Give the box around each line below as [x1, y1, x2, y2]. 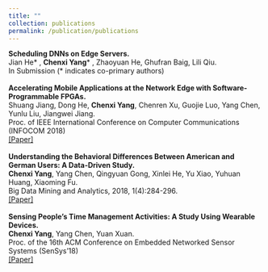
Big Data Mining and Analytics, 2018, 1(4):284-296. [8, 186, 178, 196]
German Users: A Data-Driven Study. [8, 161, 136, 170]
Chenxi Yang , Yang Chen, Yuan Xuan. [8, 229, 135, 239]
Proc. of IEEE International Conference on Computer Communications [8, 118, 240, 128]
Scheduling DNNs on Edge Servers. [8, 49, 130, 59]
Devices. [8, 220, 39, 230]
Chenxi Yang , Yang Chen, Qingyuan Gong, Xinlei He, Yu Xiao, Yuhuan [8, 169, 241, 178]
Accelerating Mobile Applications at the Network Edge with [8, 83, 211, 93]
